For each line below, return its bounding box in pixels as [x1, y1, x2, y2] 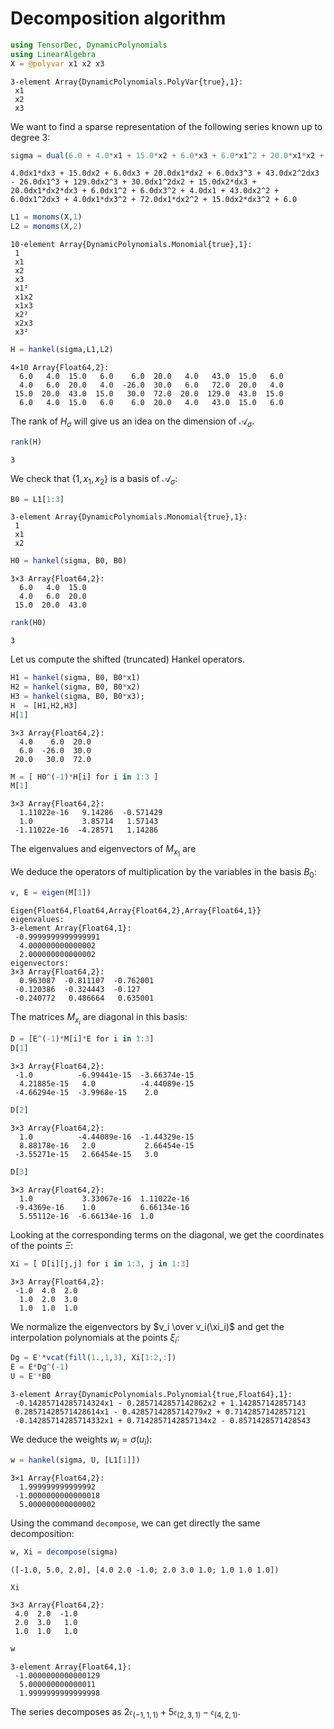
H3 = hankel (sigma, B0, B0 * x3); [10, 691, 145, 701]
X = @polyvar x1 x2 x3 [10, 58, 105, 69]
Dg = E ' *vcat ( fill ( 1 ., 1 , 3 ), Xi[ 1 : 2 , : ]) [10, 1353, 177, 1363]
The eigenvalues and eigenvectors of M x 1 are [10, 843, 197, 859]
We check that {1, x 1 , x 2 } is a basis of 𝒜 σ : [10, 472, 178, 487]
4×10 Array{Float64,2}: [10, 363, 110, 373]
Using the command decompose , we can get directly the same [10, 1517, 261, 1529]
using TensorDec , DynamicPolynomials [10, 40, 168, 50]
